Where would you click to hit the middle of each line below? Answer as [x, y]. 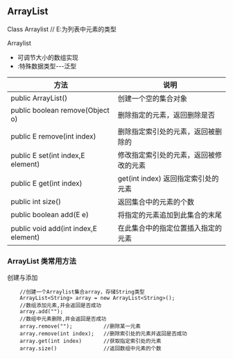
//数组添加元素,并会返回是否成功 [61, 305]
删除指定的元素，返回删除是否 [166, 115]
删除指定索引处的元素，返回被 [166, 131]
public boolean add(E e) [50, 214]
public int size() [36, 201]
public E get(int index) [46, 183]
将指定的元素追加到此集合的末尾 [170, 215]
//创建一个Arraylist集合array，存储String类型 [82, 292]
